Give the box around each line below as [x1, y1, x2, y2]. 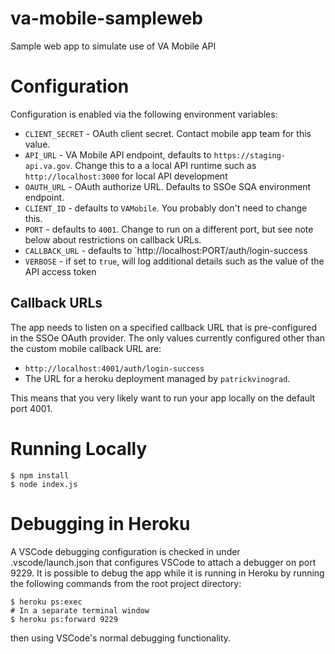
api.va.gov [24, 161, 71, 171]
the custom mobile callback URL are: [10, 342, 162, 354]
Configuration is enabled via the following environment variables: [10, 108, 278, 120]
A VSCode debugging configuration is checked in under [10, 545, 241, 557]
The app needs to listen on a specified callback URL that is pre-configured [10, 321, 318, 333]
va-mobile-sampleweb [10, 7, 203, 30]
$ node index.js [10, 479, 78, 489]
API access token [24, 265, 97, 277]
